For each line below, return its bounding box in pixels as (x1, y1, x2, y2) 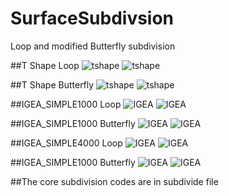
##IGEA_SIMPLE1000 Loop (10, 98, 122, 110)
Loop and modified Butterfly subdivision (10, 40, 176, 52)
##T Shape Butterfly (10, 78, 95, 91)
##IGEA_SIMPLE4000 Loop (10, 137, 123, 149)
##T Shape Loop (10, 59, 80, 71)
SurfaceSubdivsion (10, 7, 175, 30)
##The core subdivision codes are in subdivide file (10, 175, 219, 187)
